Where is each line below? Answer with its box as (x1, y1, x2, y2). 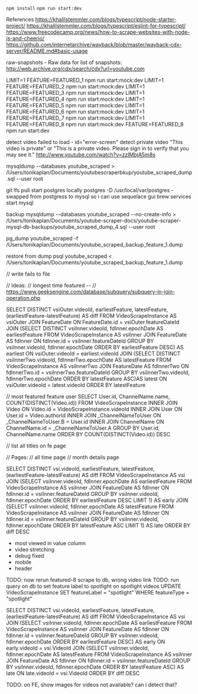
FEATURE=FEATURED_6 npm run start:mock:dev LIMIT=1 (6, 108, 145, 115)
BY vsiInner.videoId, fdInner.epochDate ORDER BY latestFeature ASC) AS (6, 663, 184, 670)
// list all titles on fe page (6, 442, 66, 449)
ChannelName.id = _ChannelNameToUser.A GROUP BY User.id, (6, 424, 160, 431)
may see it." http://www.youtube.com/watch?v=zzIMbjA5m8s (6, 151, 155, 158)
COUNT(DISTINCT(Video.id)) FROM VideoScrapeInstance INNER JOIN (6, 399, 178, 406)
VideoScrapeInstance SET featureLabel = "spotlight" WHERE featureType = (6, 589, 190, 596)
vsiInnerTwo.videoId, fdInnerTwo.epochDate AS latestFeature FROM (6, 356, 171, 363)
